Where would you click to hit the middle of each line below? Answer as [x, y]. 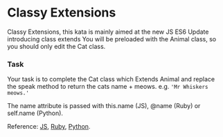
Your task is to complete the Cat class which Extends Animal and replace [111, 79]
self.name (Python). [35, 113]
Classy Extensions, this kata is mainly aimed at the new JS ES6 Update [108, 32]
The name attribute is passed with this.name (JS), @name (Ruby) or [104, 106]
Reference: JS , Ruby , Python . [49, 127]
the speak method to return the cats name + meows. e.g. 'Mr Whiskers [108, 87]
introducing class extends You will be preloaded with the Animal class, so [112, 39]
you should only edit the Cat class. [56, 46]
